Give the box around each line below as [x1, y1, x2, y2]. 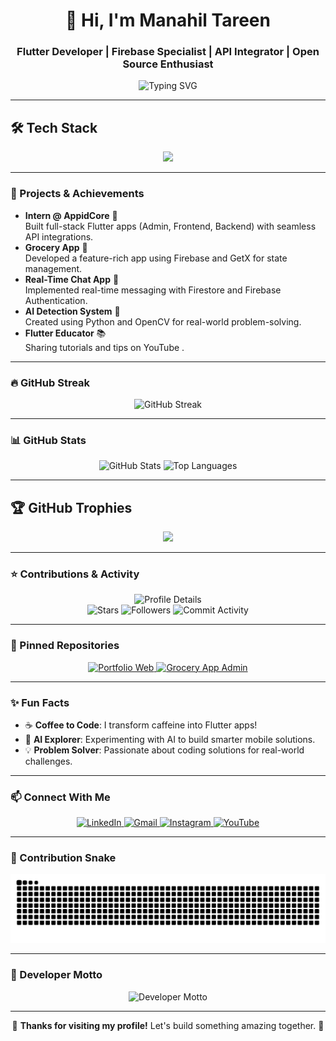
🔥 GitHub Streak [10, 375, 91, 389]
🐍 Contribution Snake [10, 851, 117, 865]
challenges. [24, 755, 73, 767]
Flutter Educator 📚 [24, 327, 107, 339]
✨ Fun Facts [10, 695, 70, 709]
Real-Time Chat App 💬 [24, 273, 120, 285]
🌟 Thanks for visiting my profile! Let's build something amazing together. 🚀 [11, 1019, 325, 1031]
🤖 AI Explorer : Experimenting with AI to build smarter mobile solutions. [24, 733, 316, 745]
